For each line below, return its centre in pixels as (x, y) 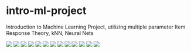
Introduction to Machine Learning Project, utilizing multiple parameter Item (96, 27)
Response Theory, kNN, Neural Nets (50, 33)
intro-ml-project (46, 11)
